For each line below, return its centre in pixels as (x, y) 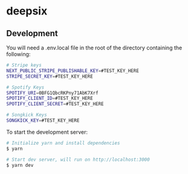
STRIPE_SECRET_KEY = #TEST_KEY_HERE (50, 76)
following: (18, 54)
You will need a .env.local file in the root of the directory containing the (94, 48)
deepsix (27, 11)
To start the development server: (47, 132)
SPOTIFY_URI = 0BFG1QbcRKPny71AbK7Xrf (52, 93)
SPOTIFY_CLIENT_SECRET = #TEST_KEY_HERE (55, 104)
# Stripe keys (24, 65)
